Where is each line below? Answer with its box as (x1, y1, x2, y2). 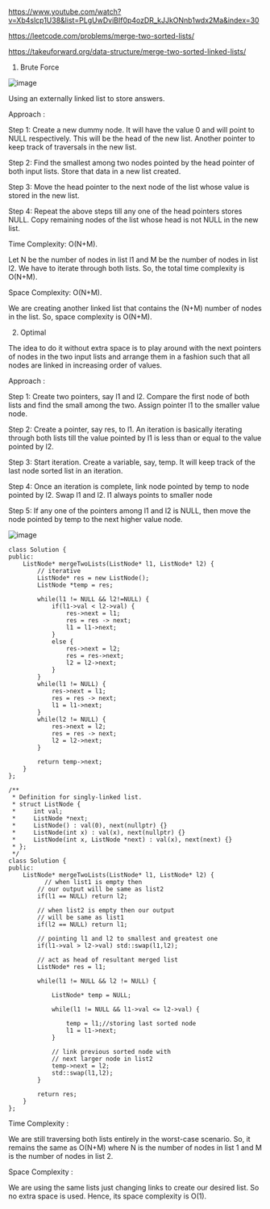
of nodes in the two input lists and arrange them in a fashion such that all (8, 352, 251, 361)
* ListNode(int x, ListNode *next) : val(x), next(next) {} (11, 836, 232, 844)
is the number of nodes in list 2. (8, 1152, 114, 1161)
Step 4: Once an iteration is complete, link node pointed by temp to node (8, 482, 250, 491)
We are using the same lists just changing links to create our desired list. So (8, 1183, 260, 1192)
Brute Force (19, 62, 60, 72)
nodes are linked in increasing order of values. (8, 360, 163, 370)
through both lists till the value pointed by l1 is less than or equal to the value (8, 433, 262, 443)
